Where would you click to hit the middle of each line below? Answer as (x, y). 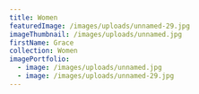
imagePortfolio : (39, 59)
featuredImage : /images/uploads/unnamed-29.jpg (100, 26)
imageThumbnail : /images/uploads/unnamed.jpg (95, 34)
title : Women (34, 17)
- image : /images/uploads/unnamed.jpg (90, 68)
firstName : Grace (42, 43)
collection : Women (43, 51)
